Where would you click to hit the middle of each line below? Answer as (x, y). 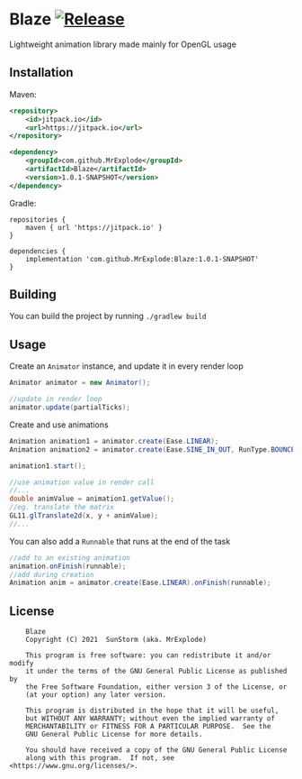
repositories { (38, 220)
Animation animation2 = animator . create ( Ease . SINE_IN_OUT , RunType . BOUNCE (152, 449)
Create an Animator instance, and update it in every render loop (127, 366)
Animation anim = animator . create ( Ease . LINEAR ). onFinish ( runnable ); (140, 583)
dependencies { (38, 251)
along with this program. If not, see (100, 758)
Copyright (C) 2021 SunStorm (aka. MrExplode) (116, 640)
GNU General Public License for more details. (114, 735)
